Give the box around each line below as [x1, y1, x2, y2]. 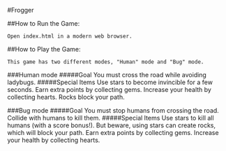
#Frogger [7, 6, 34, 14]
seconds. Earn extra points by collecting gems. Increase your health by [7, 86, 211, 93]
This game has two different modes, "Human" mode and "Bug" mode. [7, 58, 204, 65]
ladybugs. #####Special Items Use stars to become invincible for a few [7, 78, 213, 86]
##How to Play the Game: [7, 45, 81, 53]
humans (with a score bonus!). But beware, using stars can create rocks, [7, 121, 216, 129]
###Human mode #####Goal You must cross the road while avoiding [7, 71, 207, 79]
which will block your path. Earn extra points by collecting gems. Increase [7, 129, 219, 136]
